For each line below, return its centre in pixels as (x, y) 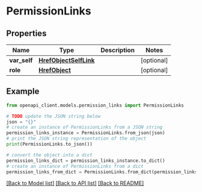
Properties (26, 33)
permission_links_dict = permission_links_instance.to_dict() (86, 161)
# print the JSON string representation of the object (76, 139)
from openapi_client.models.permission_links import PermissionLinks (95, 105)
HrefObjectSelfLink (67, 60)
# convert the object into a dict (50, 155)
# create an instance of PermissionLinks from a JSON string (84, 128)
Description (118, 50)
